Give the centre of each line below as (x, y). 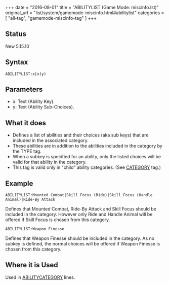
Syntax (17, 62)
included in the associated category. (50, 140)
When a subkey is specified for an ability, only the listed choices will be (87, 157)
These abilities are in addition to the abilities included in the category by (88, 146)
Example (19, 183)
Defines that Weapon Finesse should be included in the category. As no (80, 238)
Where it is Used (32, 265)
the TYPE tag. (27, 151)
